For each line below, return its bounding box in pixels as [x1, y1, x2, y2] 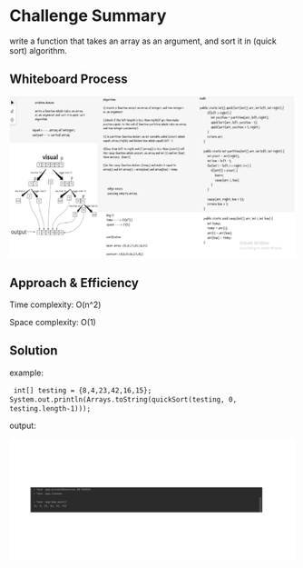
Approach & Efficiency [9, 274, 139, 291]
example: [9, 367, 44, 378]
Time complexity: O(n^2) [9, 299, 102, 310]
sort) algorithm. [9, 45, 68, 55]
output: [9, 420, 36, 431]
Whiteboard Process [9, 72, 129, 87]
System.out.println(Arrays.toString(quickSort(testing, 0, [9, 394, 238, 404]
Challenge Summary [9, 5, 167, 26]
